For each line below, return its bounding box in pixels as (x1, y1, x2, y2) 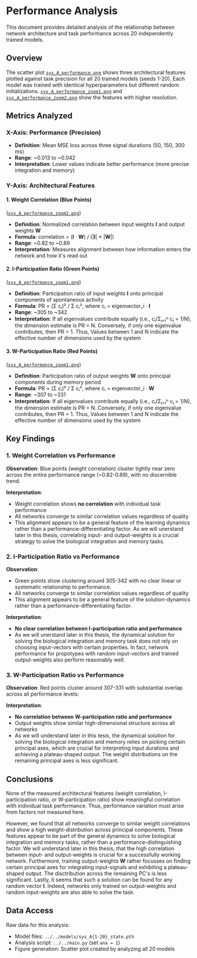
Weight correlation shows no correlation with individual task (14, 500, 161, 507)
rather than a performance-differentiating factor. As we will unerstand (14, 525, 183, 532)
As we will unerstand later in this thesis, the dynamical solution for (14, 631, 175, 638)
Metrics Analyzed (6, 111, 73, 121)
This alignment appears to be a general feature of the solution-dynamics (14, 596, 191, 603)
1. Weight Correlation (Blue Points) (6, 196, 92, 203)
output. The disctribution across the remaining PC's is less (25, 870, 167, 877)
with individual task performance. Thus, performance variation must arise (6, 802, 184, 810)
